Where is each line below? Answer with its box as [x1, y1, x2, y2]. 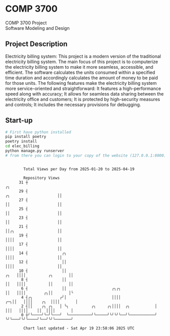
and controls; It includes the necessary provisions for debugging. [5, 102, 141, 108]
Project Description [5, 40, 68, 49]
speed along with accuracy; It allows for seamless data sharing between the [5, 90, 164, 97]
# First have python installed [5, 129, 71, 134]
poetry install [5, 139, 37, 144]
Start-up [5, 116, 33, 125]
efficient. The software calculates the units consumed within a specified [5, 69, 155, 75]
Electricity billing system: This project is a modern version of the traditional [5, 53, 161, 59]
